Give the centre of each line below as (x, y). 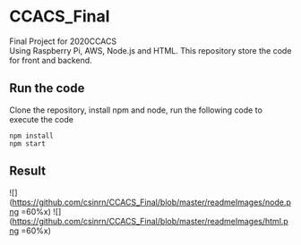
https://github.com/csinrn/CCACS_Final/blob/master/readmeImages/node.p (151, 202)
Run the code (47, 88)
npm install (31, 136)
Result (28, 171)
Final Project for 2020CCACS (63, 41)
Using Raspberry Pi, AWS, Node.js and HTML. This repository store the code (150, 50)
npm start (28, 144)
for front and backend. (51, 60)
